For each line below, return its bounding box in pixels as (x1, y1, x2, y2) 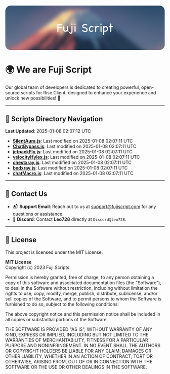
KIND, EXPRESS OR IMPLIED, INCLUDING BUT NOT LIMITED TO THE (5, 331, 149, 337)
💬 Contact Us (5, 190, 48, 198)
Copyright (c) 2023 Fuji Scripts (5, 264, 70, 270)
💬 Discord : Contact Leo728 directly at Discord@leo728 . (12, 216, 126, 222)
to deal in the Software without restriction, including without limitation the (5, 285, 158, 291)
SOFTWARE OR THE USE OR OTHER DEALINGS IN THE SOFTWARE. (5, 364, 147, 370)
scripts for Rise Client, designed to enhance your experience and (21, 90, 156, 96)
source (5, 90, 20, 96)
